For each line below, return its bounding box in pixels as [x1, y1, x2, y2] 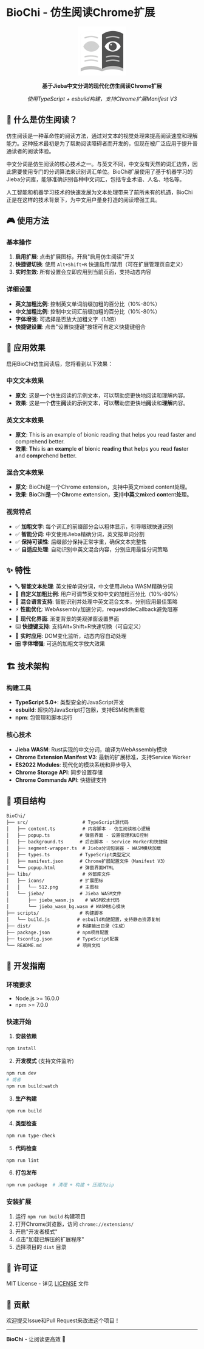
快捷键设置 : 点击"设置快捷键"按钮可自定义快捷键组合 [15, 323, 146, 330]
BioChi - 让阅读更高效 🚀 [6, 1336, 66, 1343]
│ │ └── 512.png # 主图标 [6, 884, 99, 890]
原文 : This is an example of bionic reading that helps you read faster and [15, 431, 196, 438]
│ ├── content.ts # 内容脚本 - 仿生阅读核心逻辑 [6, 826, 151, 832]
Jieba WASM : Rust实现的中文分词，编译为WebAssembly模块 [15, 745, 168, 753]
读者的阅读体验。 [11, 147, 55, 154]
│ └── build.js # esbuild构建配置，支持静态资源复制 [6, 917, 161, 923]
